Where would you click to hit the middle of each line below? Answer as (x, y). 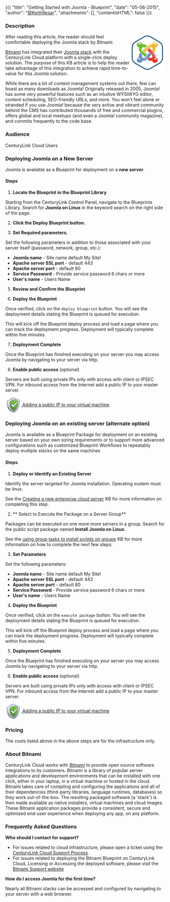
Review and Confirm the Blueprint (49, 289)
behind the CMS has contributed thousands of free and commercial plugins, (84, 111)
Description (20, 26)
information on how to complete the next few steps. (59, 544)
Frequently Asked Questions (41, 827)
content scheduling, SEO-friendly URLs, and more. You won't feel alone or (83, 100)
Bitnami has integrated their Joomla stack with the (57, 52)
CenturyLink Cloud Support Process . (51, 853)
